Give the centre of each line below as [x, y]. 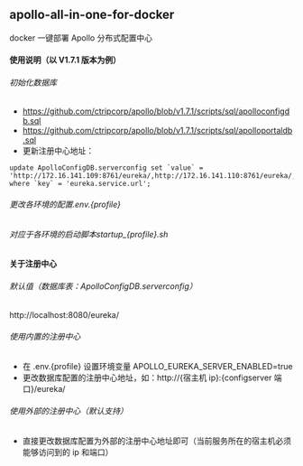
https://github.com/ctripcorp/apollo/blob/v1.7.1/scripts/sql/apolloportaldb [157, 130]
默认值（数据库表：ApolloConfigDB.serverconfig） [103, 286]
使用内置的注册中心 [45, 337]
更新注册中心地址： [58, 150]
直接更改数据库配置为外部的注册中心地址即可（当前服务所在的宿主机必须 [156, 441]
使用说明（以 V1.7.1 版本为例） [65, 60]
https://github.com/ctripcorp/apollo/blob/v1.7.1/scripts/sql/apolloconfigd [156, 111]
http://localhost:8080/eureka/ [64, 314]
